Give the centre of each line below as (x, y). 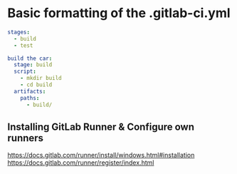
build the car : (30, 58)
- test (23, 45)
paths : (30, 98)
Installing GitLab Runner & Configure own (101, 127)
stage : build (33, 65)
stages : (19, 32)
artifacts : (30, 91)
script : (25, 72)
